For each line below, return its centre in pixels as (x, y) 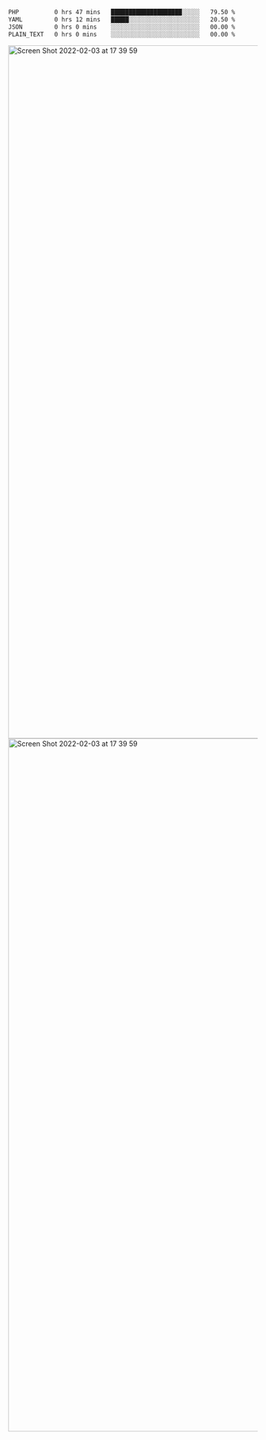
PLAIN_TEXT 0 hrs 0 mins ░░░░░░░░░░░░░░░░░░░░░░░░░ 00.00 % (122, 34)
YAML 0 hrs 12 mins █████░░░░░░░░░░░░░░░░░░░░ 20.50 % (122, 19)
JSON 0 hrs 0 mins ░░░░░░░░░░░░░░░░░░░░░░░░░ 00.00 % (122, 27)
